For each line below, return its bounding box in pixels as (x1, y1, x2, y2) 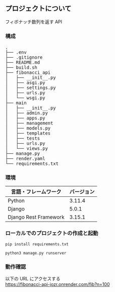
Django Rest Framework (8, 214, 65, 221)
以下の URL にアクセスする (5, 276, 61, 281)
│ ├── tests (5, 136, 40, 141)
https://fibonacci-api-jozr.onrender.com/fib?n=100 (5, 281, 110, 287)
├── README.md (5, 60, 40, 65)
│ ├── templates (5, 131, 51, 136)
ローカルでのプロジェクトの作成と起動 (5, 230, 98, 237)
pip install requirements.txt (5, 241, 69, 246)
